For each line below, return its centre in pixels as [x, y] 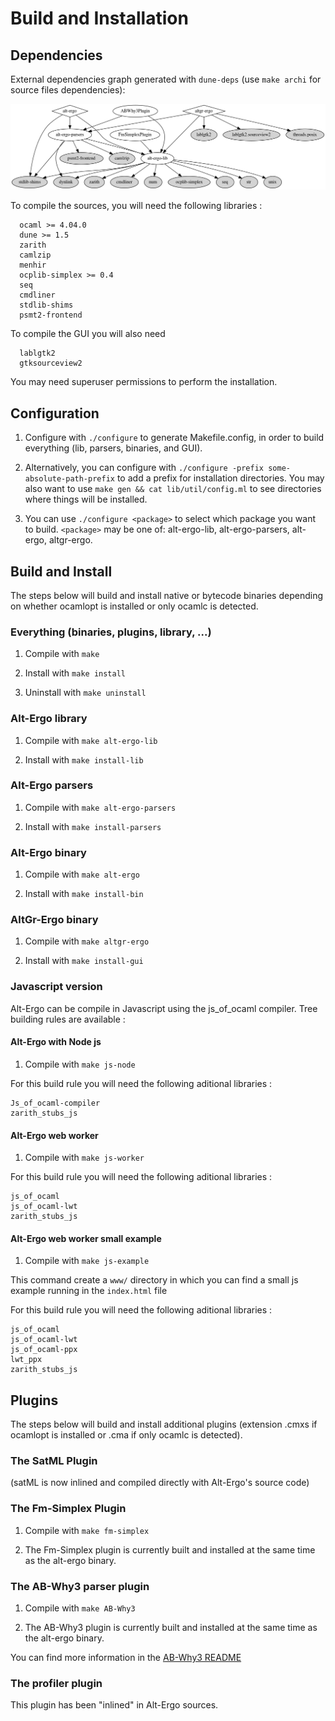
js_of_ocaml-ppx [44, 1350]
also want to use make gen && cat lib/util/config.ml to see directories [173, 489]
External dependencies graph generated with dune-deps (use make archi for [166, 79]
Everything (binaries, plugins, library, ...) [111, 632]
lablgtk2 [37, 353]
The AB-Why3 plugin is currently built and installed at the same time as [171, 1628]
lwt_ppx [26, 1360]
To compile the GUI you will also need [88, 334]
